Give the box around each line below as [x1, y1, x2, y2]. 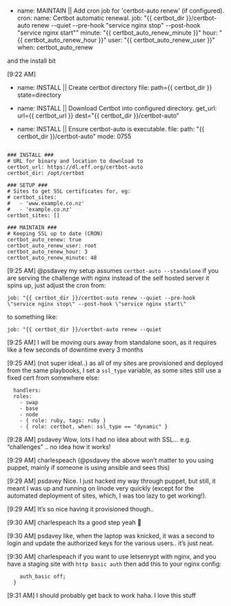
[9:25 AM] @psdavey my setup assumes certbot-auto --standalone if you [7, 267, 219, 274]
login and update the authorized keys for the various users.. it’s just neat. [7, 539, 214, 547]
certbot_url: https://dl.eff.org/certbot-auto [7, 164, 143, 171]
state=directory [17, 91, 61, 99]
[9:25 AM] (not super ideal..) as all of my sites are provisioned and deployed [7, 359, 223, 367]
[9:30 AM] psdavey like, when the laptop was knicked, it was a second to [7, 532, 215, 540]
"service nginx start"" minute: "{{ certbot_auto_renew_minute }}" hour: [17, 28, 219, 37]
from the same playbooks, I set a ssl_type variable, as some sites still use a [7, 366, 222, 375]
